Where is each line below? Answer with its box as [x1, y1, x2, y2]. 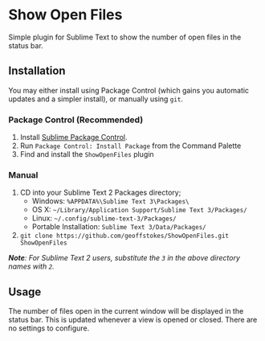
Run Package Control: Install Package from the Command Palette [19, 141, 242, 150]
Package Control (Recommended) [8, 114, 144, 125]
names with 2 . [8, 261, 55, 271]
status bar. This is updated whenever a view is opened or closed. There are [8, 315, 258, 325]
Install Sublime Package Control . [19, 133, 128, 142]
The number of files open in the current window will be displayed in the [8, 306, 244, 316]
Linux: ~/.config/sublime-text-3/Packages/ [31, 213, 177, 223]
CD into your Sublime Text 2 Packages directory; [19, 187, 181, 198]
